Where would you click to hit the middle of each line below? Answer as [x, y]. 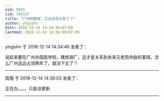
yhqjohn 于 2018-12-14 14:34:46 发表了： [46, 47]
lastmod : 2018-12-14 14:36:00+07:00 [42, 32]
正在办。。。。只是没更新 [28, 89]
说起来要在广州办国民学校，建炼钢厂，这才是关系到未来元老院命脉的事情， [80, 57]
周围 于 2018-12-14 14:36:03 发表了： [42, 78]
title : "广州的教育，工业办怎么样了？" [40, 19]
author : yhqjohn [21, 23]
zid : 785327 [17, 14]
